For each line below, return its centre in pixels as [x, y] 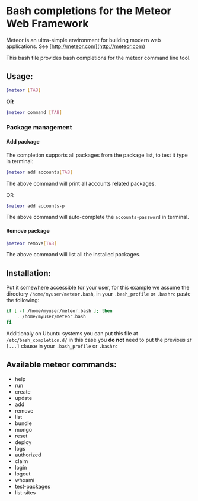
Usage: [20, 76]
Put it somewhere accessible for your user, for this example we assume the [98, 288]
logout [23, 474]
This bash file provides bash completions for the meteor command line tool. [98, 58]
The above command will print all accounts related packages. [81, 183]
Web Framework [47, 23]
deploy [23, 442]
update [23, 398]
